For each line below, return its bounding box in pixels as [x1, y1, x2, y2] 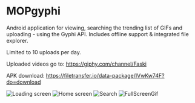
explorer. [6, 37, 28, 44]
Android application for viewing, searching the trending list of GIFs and [6, 24, 183, 31]
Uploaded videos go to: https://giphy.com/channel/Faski [6, 60, 147, 67]
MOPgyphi [6, 4, 61, 18]
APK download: [6, 72, 45, 79]
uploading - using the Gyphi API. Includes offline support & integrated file [6, 30, 189, 37]
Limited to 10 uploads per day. [6, 48, 82, 55]
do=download [6, 78, 41, 86]
